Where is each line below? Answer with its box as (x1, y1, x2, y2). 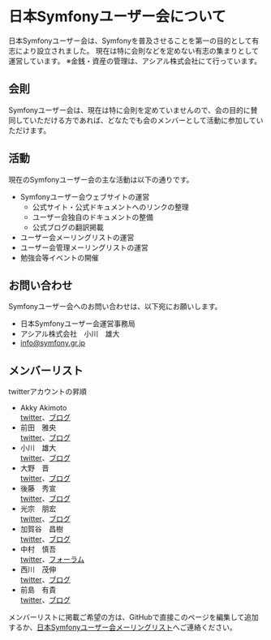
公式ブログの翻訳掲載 (32, 222, 104, 232)
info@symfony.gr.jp (19, 338, 86, 348)
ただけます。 (8, 125, 51, 135)
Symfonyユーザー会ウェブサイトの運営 (19, 191, 150, 201)
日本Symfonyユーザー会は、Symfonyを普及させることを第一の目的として (8, 36, 252, 45)
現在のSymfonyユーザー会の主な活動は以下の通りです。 (8, 174, 194, 184)
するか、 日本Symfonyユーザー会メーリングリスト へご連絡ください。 (8, 622, 237, 633)
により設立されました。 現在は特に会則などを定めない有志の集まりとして (15, 45, 260, 55)
